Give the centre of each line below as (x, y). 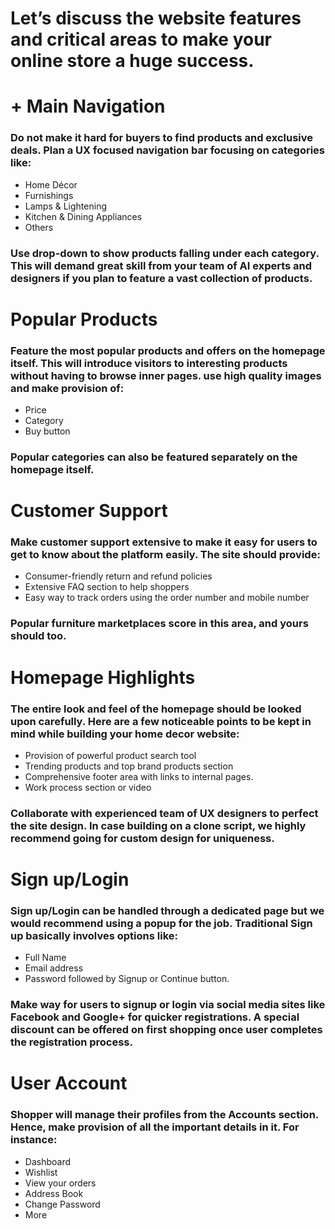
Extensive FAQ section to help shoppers (107, 587)
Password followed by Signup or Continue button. (127, 979)
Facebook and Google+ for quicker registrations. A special (155, 1017)
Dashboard (48, 1161)
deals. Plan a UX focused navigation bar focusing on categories (168, 150)
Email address (54, 968)
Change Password (62, 1204)
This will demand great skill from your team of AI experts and (161, 265)
